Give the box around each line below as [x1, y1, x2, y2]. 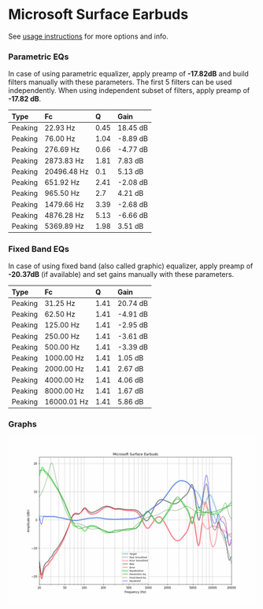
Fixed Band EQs [8, 243, 69, 254]
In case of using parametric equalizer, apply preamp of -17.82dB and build [8, 69, 250, 79]
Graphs [8, 419, 37, 430]
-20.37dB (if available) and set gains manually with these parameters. [8, 270, 235, 279]
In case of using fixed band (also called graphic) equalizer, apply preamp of [8, 261, 254, 271]
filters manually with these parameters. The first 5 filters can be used [8, 77, 232, 87]
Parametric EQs [8, 51, 69, 62]
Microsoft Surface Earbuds [8, 6, 189, 24]
